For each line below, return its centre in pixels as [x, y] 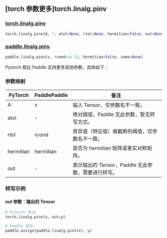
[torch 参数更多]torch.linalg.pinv [56, 9]
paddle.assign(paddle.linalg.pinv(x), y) [49, 231]
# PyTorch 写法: [21, 213]
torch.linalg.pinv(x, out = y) [35, 217]
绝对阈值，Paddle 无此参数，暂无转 [114, 115]
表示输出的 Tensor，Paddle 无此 [110, 165]
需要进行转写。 [100, 173]
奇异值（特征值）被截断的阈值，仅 [113, 131]
